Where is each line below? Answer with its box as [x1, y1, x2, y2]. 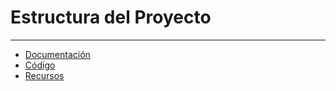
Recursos [24, 69, 65, 81]
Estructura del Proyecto [10, 6, 212, 29]
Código [24, 59, 56, 71]
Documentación [24, 48, 91, 60]
